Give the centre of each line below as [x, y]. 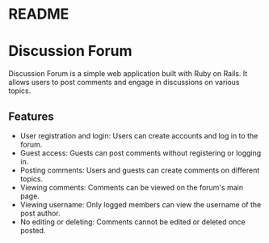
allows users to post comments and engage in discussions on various [124, 83]
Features [31, 116]
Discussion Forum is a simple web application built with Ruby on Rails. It [128, 74]
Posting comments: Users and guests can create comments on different [140, 170]
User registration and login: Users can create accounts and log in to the [139, 135]
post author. [40, 213]
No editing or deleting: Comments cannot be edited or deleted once [132, 222]
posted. [33, 230]
